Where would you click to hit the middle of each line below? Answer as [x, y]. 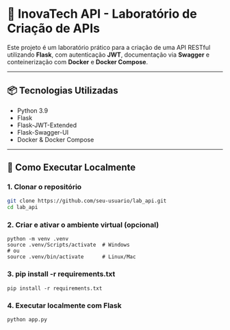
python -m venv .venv [38, 239]
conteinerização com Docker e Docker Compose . [78, 61]
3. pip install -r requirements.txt [61, 274]
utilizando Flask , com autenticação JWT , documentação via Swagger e [108, 55]
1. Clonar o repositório [44, 187]
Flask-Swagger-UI [43, 132]
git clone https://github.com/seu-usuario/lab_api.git [87, 201]
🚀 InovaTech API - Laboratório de [102, 14]
